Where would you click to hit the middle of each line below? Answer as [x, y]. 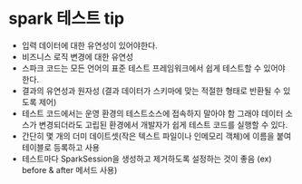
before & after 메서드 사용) [69, 169]
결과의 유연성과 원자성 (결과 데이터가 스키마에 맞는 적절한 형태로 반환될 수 [151, 91]
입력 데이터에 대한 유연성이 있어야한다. [89, 45]
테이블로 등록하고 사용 [61, 147]
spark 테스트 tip [66, 19]
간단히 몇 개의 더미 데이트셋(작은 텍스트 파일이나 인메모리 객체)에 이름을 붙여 [156, 136]
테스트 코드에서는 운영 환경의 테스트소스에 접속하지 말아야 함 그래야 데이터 [152, 113]
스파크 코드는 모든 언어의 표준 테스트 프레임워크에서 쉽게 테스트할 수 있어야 [154, 68]
